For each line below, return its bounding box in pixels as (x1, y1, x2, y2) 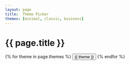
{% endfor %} (97, 54, 125, 60)
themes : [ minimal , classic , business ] (5, 16, 84, 21)
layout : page (5, 7, 32, 12)
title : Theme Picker (5, 12, 49, 17)
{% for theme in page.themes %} (5, 54, 72, 60)
